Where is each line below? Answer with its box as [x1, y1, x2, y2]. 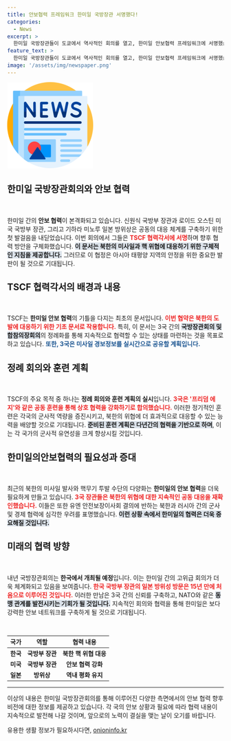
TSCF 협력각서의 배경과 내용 [7, 281, 121, 292]
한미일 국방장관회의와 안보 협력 [7, 183, 131, 195]
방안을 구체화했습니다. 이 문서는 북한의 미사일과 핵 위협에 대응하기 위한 [14, 241, 201, 250]
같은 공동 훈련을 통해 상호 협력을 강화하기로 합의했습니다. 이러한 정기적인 [21, 403, 214, 412]
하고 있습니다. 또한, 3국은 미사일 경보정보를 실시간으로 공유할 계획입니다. [7, 340, 201, 348]
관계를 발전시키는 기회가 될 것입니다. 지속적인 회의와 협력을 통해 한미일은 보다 [14, 599, 221, 608]
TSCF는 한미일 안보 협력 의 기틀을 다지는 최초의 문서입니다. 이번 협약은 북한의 [7, 314, 212, 323]
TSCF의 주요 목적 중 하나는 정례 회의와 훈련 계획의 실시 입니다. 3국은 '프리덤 [7, 395, 209, 403]
